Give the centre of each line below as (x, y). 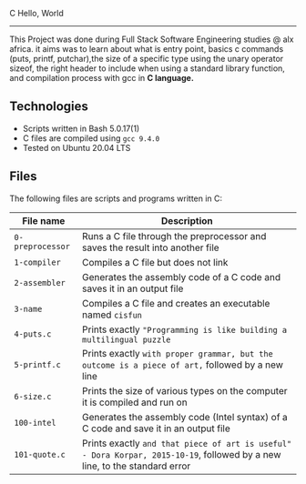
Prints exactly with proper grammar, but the (177, 353)
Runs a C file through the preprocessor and (174, 236)
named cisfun (112, 315)
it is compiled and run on (135, 402)
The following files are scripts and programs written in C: (116, 198)
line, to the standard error (136, 466)
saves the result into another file (151, 247)
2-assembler (40, 282)
